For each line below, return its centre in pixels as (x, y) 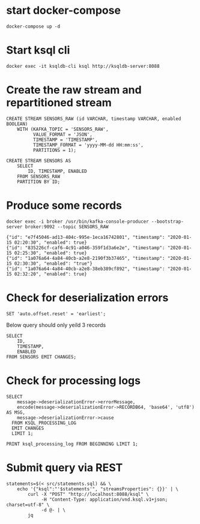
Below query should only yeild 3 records (56, 325)
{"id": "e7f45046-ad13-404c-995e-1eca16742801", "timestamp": (86, 237)
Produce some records (64, 205)
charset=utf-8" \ (28, 505)
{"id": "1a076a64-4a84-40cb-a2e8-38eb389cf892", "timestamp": (86, 269)
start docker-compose (64, 11)
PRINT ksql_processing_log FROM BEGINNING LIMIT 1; (72, 444)
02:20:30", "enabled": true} (50, 242)
